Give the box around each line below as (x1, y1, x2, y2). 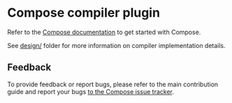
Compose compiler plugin (7, 5, 161, 21)
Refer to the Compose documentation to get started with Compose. (7, 28, 201, 36)
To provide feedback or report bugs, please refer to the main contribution (7, 80, 219, 88)
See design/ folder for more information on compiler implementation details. (7, 41, 226, 49)
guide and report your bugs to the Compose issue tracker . (7, 87, 175, 95)
